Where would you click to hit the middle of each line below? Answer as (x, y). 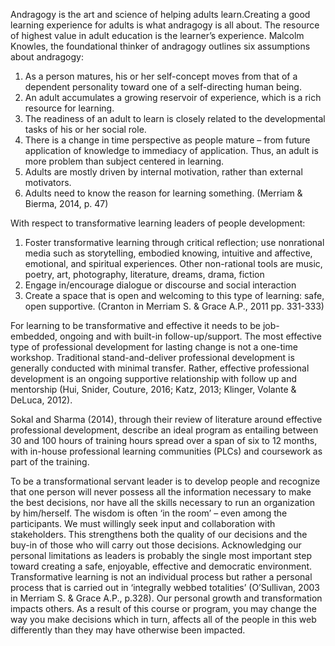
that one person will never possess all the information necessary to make (161, 492)
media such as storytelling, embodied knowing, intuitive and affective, (168, 253)
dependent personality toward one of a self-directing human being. (163, 87)
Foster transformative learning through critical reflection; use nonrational (174, 242)
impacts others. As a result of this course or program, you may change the (163, 608)
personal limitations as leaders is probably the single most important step (161, 555)
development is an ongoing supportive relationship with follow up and (154, 378)
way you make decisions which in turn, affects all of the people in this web (163, 619)
